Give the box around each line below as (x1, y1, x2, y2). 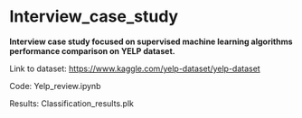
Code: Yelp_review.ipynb (9, 80, 101, 91)
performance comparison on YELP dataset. (9, 45, 175, 56)
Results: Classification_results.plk (9, 97, 134, 109)
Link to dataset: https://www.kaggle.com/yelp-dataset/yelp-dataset (9, 63, 260, 74)
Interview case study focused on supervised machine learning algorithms (9, 36, 293, 47)
